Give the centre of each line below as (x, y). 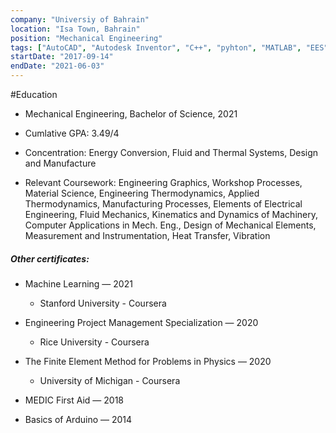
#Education (34, 94)
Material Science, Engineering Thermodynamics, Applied (142, 193)
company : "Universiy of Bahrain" (80, 19)
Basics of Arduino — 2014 (78, 419)
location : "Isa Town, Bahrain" (75, 29)
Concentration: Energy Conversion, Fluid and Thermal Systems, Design (171, 152)
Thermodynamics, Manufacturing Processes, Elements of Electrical (163, 204)
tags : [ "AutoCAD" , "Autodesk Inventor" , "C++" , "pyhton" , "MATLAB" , (156, 47)
